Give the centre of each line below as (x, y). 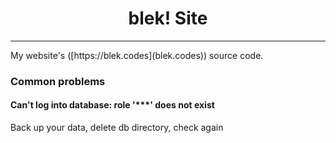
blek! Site (168, 18)
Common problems (58, 81)
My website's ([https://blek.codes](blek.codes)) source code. (137, 55)
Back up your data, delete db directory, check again (117, 128)
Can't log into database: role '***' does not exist (112, 105)
